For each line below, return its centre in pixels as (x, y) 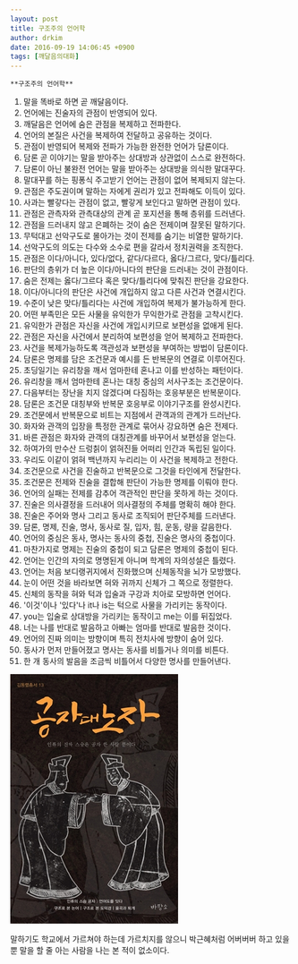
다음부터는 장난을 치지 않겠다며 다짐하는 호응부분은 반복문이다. (132, 393)
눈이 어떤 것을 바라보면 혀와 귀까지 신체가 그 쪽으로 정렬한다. (128, 583)
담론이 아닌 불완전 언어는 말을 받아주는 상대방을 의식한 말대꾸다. (134, 169)
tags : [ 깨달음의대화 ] (45, 57)
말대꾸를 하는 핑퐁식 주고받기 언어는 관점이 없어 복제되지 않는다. (134, 180)
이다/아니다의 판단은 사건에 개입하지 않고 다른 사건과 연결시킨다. (135, 292)
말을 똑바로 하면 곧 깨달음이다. (76, 102)
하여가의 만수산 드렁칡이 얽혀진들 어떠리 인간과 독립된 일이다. (129, 448)
